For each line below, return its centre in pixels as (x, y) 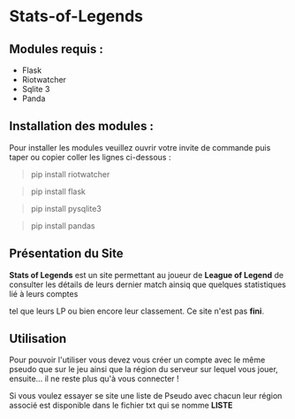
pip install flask (58, 191)
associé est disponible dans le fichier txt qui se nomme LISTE (121, 406)
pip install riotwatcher (70, 174)
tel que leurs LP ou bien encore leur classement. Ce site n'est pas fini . (137, 311)
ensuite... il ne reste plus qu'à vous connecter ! (94, 379)
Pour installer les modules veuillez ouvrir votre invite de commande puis (140, 147)
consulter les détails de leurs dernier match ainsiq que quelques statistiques (148, 284)
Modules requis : (56, 49)
